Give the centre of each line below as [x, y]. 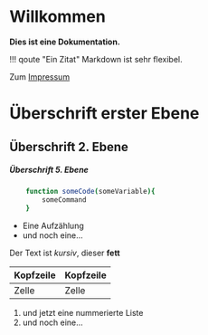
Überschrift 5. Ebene [49, 170]
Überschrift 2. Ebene [69, 147]
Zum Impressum [40, 77]
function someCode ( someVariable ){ [90, 192]
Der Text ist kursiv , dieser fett [65, 253]
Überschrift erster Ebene [104, 114]
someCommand [65, 200]
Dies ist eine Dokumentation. [65, 42]
